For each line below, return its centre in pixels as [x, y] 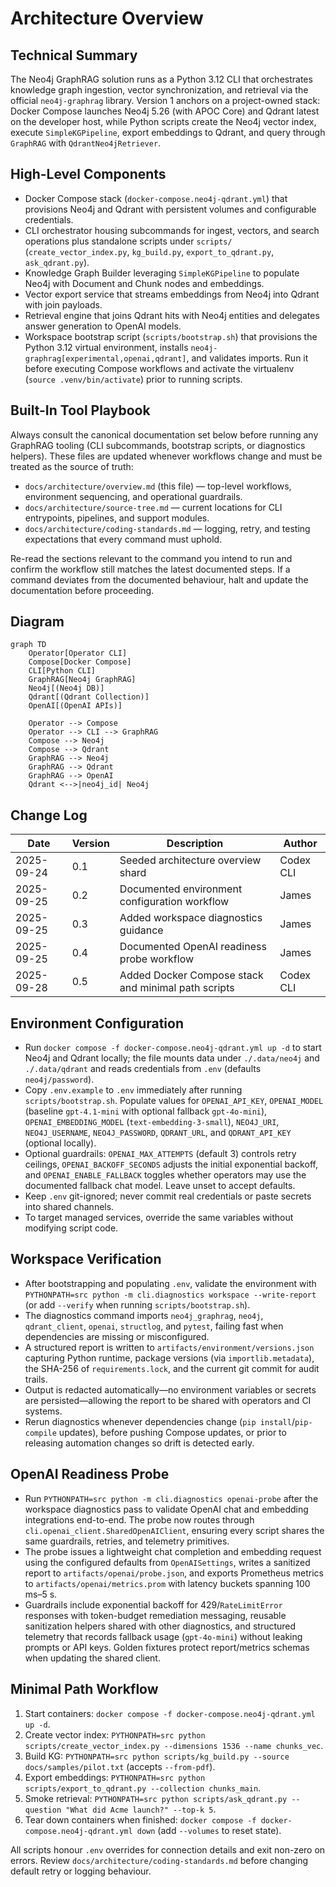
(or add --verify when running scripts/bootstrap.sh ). [137, 1304]
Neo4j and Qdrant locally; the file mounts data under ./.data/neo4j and [172, 1058]
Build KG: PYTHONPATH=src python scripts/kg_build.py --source [157, 1756]
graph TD [28, 645]
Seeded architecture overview [190, 860]
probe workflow [157, 959]
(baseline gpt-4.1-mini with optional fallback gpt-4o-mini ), [146, 1111]
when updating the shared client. [92, 1658]
